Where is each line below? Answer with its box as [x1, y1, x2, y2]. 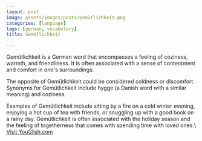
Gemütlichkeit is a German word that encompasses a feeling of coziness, [6, 53, 189, 61]
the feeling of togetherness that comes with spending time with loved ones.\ [6, 122, 197, 129]
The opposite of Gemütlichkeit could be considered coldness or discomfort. [6, 78, 195, 85]
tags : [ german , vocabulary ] [6, 25, 77, 32]
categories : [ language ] [6, 20, 67, 26]
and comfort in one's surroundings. [6, 66, 94, 73]
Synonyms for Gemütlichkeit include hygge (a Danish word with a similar [6, 84, 187, 91]
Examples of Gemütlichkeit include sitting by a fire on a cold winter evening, [6, 102, 195, 110]
